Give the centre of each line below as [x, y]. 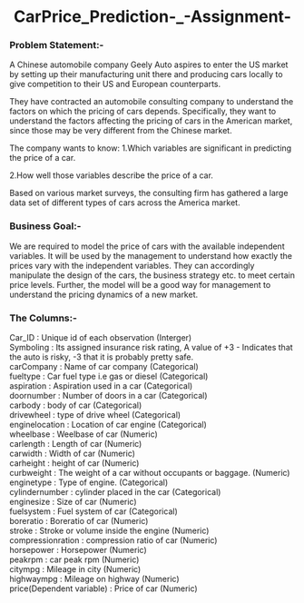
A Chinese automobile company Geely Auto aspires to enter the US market [149, 64]
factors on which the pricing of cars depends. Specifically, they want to [143, 112]
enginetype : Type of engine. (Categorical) [89, 482]
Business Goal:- [45, 226]
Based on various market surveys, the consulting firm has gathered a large [149, 193]
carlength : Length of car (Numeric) [76, 444]
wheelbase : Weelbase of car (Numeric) [84, 434]
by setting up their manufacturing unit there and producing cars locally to [146, 74]
